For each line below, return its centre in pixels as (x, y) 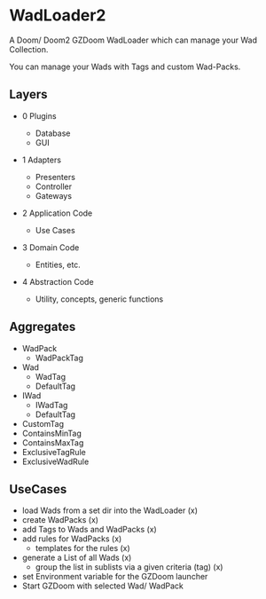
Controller (54, 186)
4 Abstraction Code (58, 281)
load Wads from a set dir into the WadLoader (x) (110, 510)
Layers (28, 95)
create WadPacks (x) (60, 520)
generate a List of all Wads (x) (77, 558)
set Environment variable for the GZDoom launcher (115, 577)
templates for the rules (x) (82, 548)
